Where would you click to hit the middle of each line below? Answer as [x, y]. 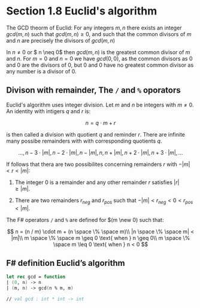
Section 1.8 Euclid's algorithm [82, 11]
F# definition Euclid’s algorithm [66, 263]
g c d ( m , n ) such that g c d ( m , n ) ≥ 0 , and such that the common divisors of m [99, 34]
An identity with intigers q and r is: [49, 111]
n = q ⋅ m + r [101, 123]
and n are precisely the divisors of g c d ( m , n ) [61, 40]
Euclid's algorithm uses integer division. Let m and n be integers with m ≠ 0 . [100, 105]
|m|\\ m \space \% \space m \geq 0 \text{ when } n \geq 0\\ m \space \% [101, 238]
